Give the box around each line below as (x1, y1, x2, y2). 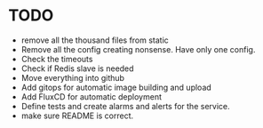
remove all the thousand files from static (20, 35, 170, 45)
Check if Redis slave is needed (20, 63, 134, 74)
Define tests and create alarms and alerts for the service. (20, 100, 230, 111)
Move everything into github (20, 72, 125, 83)
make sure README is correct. (20, 110, 134, 121)
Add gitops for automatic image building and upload (20, 82, 212, 92)
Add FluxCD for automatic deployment (20, 91, 162, 102)
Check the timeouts (20, 53, 93, 64)
